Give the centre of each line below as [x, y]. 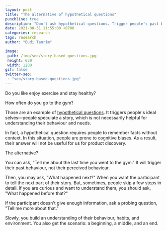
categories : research [28, 33]
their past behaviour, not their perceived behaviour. [58, 168]
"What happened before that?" [37, 193]
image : [12, 51]
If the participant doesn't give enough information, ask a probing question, [81, 203]
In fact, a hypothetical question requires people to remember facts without [81, 132]
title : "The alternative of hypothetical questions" [61, 14]
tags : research [21, 38]
